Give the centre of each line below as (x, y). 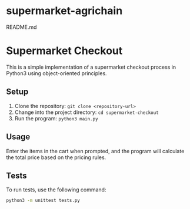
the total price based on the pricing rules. (56, 157)
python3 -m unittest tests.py (43, 201)
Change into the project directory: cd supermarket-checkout (86, 112)
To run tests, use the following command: (56, 190)
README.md (21, 27)
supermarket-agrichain (64, 11)
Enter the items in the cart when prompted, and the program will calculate (95, 151)
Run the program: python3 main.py (56, 118)
